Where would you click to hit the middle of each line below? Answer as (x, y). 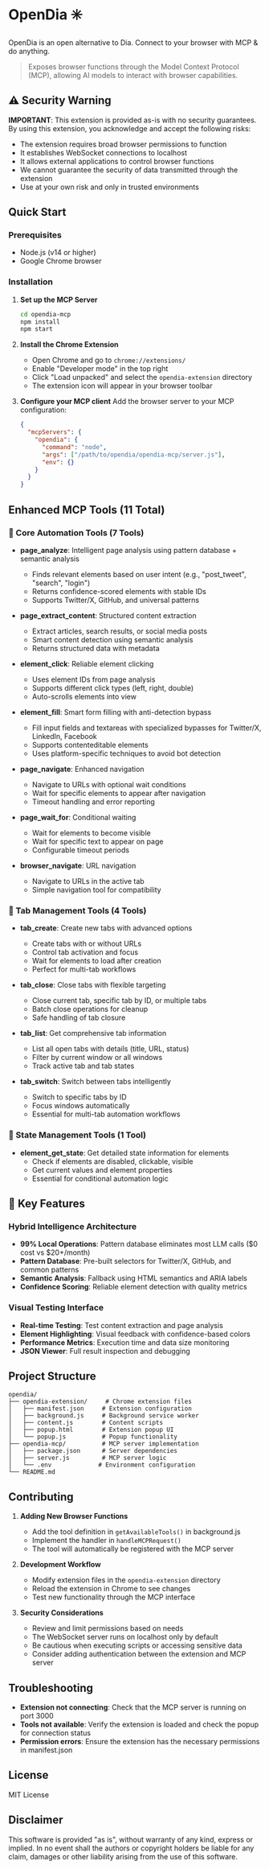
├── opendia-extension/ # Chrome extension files (100, 1402)
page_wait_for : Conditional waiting (78, 817)
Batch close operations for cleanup (90, 1009)
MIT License (29, 1794)
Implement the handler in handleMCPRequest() (107, 1541)
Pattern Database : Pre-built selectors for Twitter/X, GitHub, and (125, 1261)
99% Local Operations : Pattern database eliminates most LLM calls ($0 (139, 1244)
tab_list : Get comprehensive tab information (93, 1034)
